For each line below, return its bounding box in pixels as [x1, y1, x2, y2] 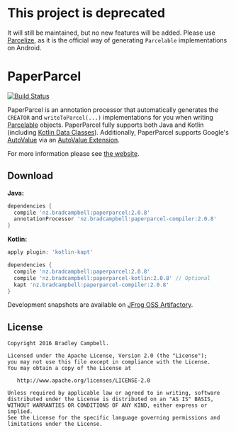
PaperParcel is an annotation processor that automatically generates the [7, 105, 218, 114]
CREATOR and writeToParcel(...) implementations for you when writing [7, 113, 214, 121]
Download [7, 170, 53, 182]
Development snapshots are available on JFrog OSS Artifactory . [7, 300, 193, 309]
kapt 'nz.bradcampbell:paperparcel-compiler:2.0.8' [13, 281, 170, 288]
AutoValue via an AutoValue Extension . [7, 135, 120, 144]
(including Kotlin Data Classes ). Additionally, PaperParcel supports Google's [7, 128, 229, 136]
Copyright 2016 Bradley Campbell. [7, 340, 110, 347]
